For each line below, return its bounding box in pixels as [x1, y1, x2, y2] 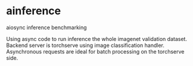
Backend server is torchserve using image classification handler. [6, 42, 165, 49]
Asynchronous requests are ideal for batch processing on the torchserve [6, 48, 185, 55]
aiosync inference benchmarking [6, 24, 88, 31]
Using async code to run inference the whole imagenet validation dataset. [6, 35, 188, 42]
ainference [6, 4, 61, 18]
